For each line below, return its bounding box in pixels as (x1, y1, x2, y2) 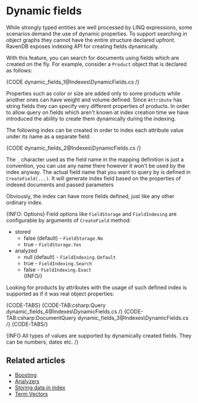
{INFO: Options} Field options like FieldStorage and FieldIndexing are (6, 210, 177, 217)
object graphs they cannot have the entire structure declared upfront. (6, 36, 176, 43)
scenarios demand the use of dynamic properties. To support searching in (6, 30, 188, 37)
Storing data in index (14, 384, 66, 391)
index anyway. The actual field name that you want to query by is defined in (6, 168, 191, 176)
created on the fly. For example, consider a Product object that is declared (6, 61, 187, 68)
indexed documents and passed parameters (6, 181, 114, 188)
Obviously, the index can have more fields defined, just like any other (6, 192, 175, 199)
